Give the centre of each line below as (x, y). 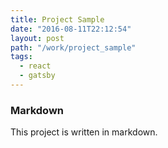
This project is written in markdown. (84, 132)
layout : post (37, 38)
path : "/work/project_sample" (73, 47)
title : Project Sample (57, 19)
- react (35, 66)
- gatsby (37, 76)
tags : (21, 57)
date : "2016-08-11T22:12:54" (71, 29)
